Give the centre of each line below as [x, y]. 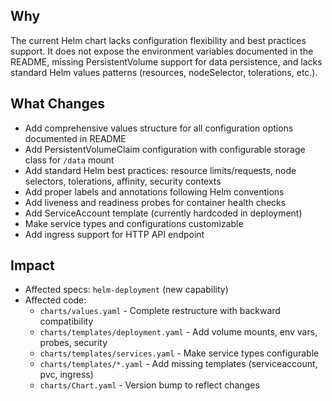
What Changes [58, 104]
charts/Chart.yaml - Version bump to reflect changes [149, 385]
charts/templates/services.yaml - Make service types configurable [179, 353]
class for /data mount [69, 160]
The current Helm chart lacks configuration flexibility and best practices [158, 40]
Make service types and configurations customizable [134, 223]
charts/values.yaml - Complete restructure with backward [160, 311]
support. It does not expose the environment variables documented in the [162, 51]
